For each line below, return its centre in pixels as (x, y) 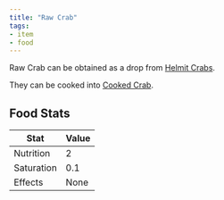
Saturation (36, 168)
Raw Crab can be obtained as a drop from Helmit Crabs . (112, 68)
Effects (29, 182)
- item (21, 34)
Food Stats (40, 113)
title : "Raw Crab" (43, 17)
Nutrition (32, 154)
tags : (19, 26)
